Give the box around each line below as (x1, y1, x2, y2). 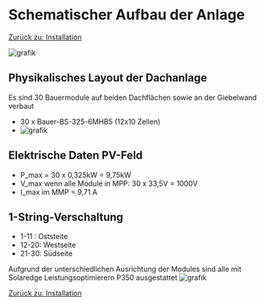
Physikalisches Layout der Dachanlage (8, 71, 208, 85)
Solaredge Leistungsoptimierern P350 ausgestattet (8, 273, 178, 282)
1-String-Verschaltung (8, 210, 123, 224)
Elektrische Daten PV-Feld (8, 149, 143, 163)
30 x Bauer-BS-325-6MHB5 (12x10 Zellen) (19, 117, 161, 126)
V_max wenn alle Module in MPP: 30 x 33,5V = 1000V (19, 179, 198, 188)
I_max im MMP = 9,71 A (19, 187, 98, 196)
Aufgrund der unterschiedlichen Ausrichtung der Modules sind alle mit (8, 264, 242, 274)
